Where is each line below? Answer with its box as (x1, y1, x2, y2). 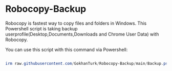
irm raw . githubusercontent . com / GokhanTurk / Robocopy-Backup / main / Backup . (5, 61, 164, 66)
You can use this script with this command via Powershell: (5, 46, 128, 52)
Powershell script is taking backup (5, 25, 78, 31)
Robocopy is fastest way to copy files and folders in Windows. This (5, 20, 147, 26)
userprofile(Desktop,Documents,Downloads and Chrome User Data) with (5, 31, 159, 37)
